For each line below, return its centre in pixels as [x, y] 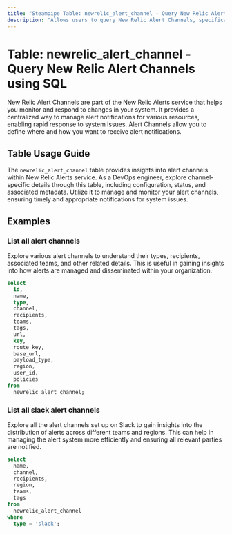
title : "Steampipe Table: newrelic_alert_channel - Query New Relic [108, 13]
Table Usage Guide [49, 154]
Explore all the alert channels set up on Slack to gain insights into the [105, 424]
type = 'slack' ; [37, 524]
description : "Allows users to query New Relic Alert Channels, [101, 20]
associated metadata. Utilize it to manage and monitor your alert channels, [113, 192]
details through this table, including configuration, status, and [118, 185]
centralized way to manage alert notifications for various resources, [104, 117]
